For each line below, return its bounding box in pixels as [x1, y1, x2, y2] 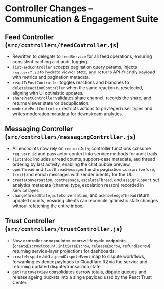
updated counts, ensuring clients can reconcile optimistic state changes [12, 197, 158, 203]
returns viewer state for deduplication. [12, 100, 90, 106]
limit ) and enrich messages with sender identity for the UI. [12, 171, 133, 177]
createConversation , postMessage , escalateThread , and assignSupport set [12, 177, 160, 183]
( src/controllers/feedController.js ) [5, 40, 119, 49]
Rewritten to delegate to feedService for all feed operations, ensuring [12, 53, 152, 59]
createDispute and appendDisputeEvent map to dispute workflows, [12, 253, 146, 259]
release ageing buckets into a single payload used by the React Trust [12, 274, 152, 280]
